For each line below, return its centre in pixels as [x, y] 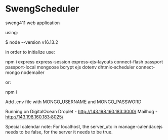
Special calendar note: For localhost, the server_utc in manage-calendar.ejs [84, 126]
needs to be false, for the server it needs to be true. [59, 132]
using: [12, 32]
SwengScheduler [42, 9]
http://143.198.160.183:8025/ [34, 117]
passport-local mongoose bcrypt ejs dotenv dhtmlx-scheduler [70, 67]
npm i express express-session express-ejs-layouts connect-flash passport [84, 61]
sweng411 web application [33, 23]
